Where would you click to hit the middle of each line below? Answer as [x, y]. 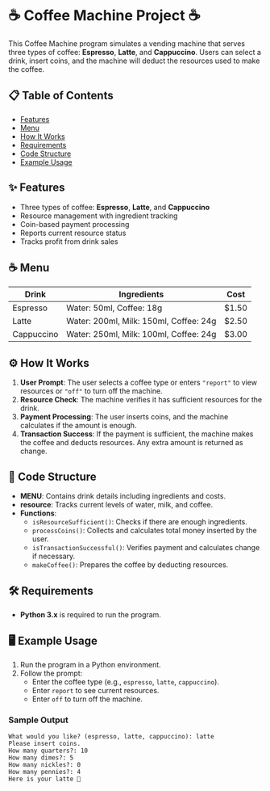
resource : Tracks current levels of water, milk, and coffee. [116, 505]
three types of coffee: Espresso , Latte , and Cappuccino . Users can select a [135, 52]
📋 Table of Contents [61, 96]
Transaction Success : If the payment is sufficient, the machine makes [137, 434]
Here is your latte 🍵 [45, 779]
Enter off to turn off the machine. [87, 699]
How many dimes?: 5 [41, 757]
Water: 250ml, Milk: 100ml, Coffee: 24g [141, 334]
